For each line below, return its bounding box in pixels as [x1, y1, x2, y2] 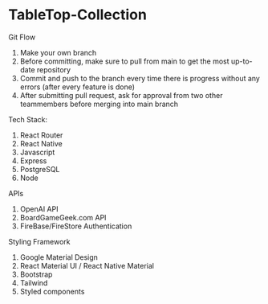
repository [36, 64, 71, 74]
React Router [19, 130, 63, 140]
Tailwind [19, 277, 48, 287]
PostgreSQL [19, 164, 60, 174]
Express [19, 155, 47, 166]
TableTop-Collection [8, 6, 147, 24]
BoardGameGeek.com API [19, 212, 107, 222]
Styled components [19, 286, 85, 296]
